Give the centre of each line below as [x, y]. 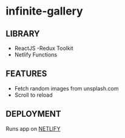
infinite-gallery [44, 11]
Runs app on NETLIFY [33, 128]
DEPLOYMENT [33, 114]
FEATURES [26, 74]
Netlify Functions [36, 55]
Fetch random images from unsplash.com [66, 88]
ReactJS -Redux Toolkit [44, 48]
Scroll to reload [33, 95]
